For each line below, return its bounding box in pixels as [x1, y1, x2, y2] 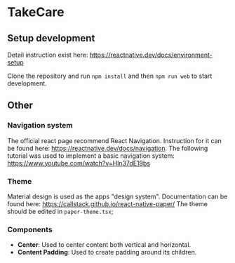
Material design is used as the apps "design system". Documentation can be [7, 192, 228, 201]
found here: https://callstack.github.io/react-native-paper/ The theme [7, 199, 208, 208]
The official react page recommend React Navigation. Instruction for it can [7, 136, 222, 144]
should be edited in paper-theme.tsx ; [7, 207, 114, 215]
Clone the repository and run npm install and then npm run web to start [7, 72, 213, 80]
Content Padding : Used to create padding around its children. [17, 248, 197, 257]
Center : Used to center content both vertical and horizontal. [17, 241, 192, 249]
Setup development [7, 32, 95, 44]
